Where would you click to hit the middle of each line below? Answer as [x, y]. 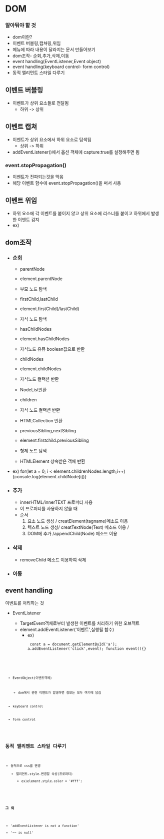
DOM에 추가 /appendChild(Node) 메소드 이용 [72, 534]
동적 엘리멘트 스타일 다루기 [36, 746]
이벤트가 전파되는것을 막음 [38, 177]
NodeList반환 [33, 389]
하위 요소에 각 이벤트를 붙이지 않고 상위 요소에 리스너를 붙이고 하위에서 [81, 214]
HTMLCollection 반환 [41, 420]
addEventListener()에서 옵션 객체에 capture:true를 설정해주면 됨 [76, 152]
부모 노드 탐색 [33, 289]
